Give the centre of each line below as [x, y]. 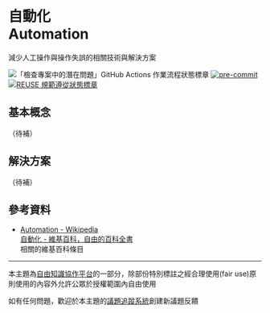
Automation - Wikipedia [59, 229]
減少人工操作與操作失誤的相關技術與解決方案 [82, 57]
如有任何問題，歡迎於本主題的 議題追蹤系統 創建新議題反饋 [103, 301]
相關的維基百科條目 [52, 249]
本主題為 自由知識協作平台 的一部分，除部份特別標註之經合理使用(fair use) [129, 274]
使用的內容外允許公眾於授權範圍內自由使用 [86, 284]
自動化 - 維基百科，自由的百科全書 [77, 239]
